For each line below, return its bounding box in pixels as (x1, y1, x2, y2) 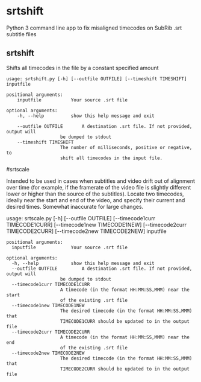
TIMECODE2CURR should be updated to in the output (60, 366, 190, 372)
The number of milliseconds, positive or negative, (60, 144, 193, 150)
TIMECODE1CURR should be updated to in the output (60, 318, 190, 324)
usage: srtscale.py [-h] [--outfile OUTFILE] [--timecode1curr (6, 214, 155, 221)
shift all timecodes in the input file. (60, 155, 163, 161)
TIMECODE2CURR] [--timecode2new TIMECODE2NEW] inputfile (6, 228, 167, 235)
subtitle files (6, 30, 37, 37)
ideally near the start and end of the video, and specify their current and (6, 196, 185, 203)
